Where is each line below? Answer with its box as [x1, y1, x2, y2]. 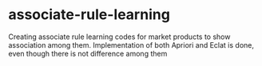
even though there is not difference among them [8, 49, 168, 58]
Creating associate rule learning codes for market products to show [8, 32, 231, 41]
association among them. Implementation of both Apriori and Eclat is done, [8, 40, 254, 49]
